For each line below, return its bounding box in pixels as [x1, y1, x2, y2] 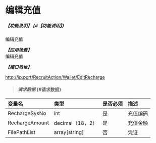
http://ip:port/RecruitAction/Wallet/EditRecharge [5, 74, 105, 80]
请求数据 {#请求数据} [17, 86, 62, 92]
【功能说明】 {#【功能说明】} [5, 22, 65, 28]
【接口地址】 [5, 64, 32, 70]
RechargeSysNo [8, 110, 46, 117]
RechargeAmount [8, 119, 49, 126]
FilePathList [8, 129, 36, 136]
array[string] [54, 129, 84, 136]
